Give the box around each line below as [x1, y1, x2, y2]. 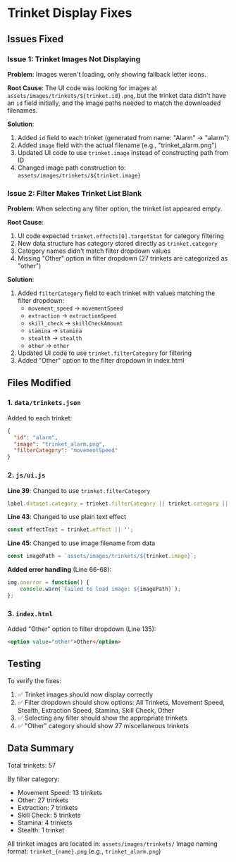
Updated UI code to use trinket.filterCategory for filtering [17, 349, 192, 357]
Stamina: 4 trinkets [17, 818, 73, 827]
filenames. [7, 106, 38, 114]
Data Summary [7, 742, 75, 754]
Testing [7, 658, 42, 670]
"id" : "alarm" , [13, 434, 58, 441]
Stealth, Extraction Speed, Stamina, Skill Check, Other [17, 706, 175, 714]
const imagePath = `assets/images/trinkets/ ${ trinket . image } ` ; [7, 553, 197, 560]
